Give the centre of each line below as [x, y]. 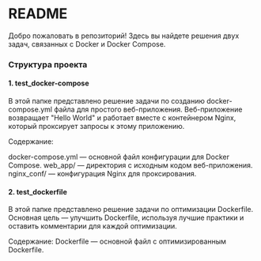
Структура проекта [48, 64]
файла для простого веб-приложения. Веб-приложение [148, 110]
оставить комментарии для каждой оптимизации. [93, 226]
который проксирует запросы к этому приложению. [96, 127]
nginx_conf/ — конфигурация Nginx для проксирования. [102, 174]
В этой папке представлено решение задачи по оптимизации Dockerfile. [131, 210]
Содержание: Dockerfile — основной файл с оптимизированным [117, 241]
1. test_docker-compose [49, 83]
